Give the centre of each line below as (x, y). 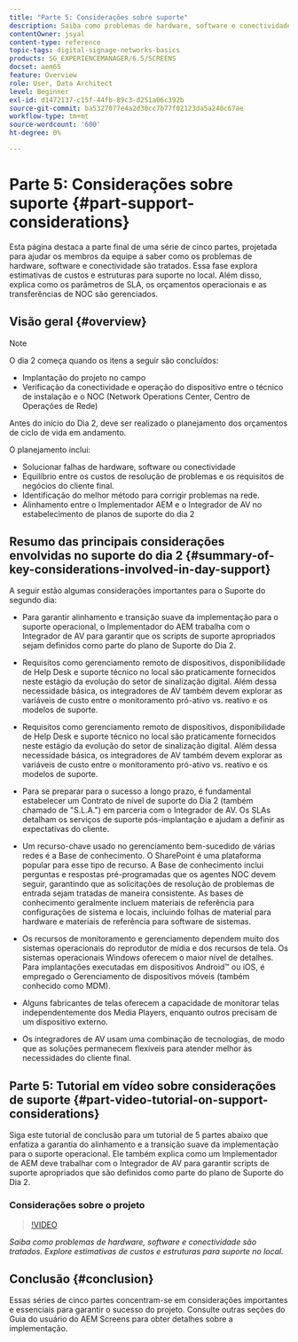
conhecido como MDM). (66, 986)
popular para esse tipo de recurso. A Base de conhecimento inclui (143, 865)
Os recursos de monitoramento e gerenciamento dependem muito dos (150, 939)
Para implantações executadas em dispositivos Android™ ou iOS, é (143, 967)
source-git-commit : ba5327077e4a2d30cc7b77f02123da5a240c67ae (126, 108)
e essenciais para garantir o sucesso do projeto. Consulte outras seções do (147, 1310)
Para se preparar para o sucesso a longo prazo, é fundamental (136, 791)
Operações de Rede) (60, 405)
